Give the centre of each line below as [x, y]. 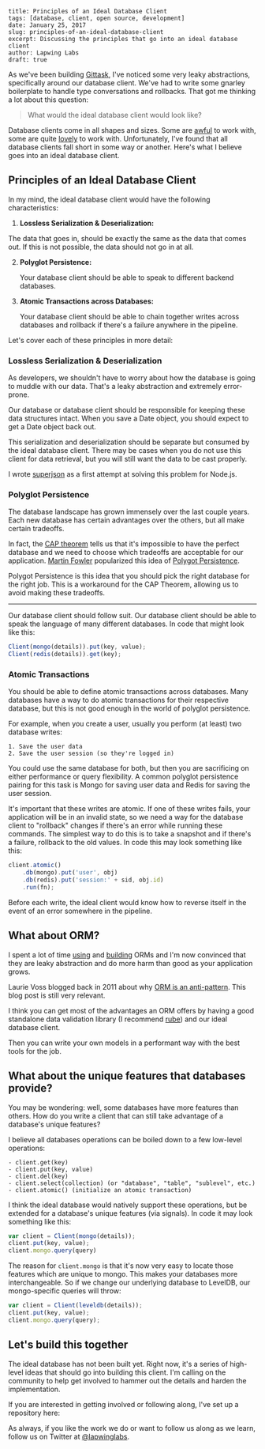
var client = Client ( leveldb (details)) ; [76, 1306]
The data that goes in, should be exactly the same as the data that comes [127, 238]
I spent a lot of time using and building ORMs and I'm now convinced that [127, 955]
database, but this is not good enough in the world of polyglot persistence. [129, 708]
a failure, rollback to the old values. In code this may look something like [125, 843]
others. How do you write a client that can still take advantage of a [116, 1115]
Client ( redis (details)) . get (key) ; [65, 655]
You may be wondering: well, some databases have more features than [123, 1108]
